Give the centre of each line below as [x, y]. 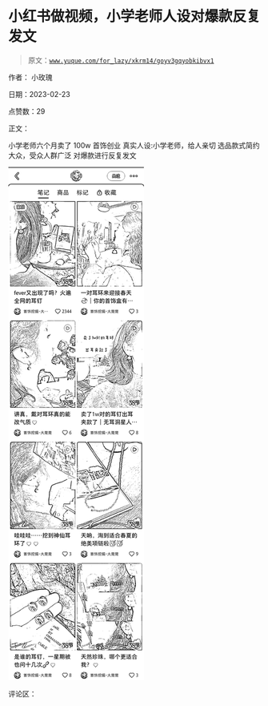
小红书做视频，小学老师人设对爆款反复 [135, 16]
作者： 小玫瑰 [30, 77]
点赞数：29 [27, 111]
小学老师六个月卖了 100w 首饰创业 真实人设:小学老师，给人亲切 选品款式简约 [134, 145]
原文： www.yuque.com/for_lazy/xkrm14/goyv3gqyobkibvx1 [121, 60]
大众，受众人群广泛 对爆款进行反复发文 [72, 155]
